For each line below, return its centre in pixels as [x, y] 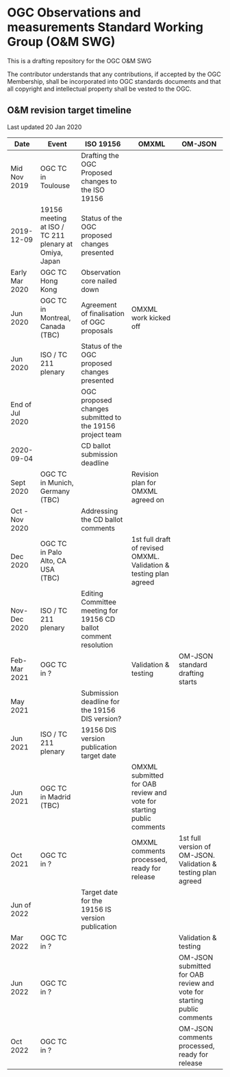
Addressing [100, 511]
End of [21, 405]
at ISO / [52, 227]
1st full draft [151, 539]
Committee [99, 602]
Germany [55, 491]
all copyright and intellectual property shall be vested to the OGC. [99, 89]
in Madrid [55, 797]
